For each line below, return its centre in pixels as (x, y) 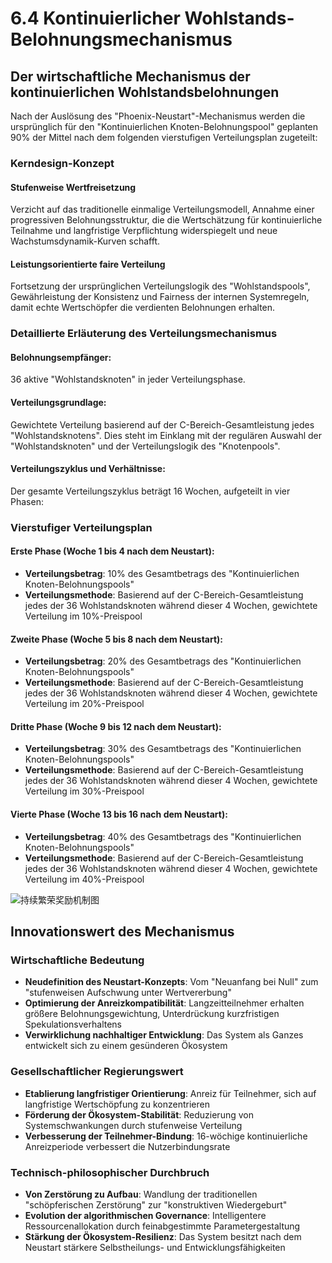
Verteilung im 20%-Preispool (84, 704)
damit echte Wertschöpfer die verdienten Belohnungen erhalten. (143, 308)
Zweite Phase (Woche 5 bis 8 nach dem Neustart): (117, 639)
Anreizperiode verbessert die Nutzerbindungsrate (127, 1146)
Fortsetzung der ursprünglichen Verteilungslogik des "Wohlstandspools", (160, 286)
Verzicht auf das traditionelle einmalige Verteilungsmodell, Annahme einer (162, 209)
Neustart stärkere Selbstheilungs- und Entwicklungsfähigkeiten (155, 1247)
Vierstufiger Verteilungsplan (81, 527)
